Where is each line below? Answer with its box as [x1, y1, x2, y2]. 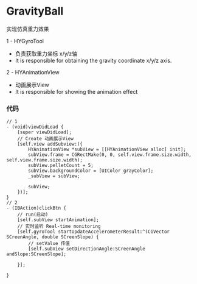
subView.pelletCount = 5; [28, 163, 94, 169]
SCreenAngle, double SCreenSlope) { [6, 234, 99, 240]
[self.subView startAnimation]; [17, 217, 99, 223]
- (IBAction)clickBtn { [6, 205, 67, 211]
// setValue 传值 [28, 241, 70, 247]
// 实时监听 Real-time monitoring [17, 224, 102, 230]
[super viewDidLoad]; [17, 129, 72, 135]
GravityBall [6, 4, 64, 18]
